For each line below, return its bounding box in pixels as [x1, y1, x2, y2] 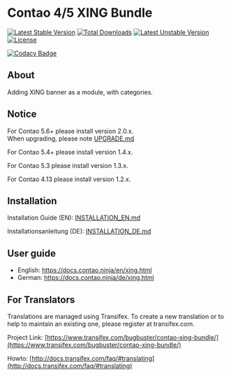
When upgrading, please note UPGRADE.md [7, 134, 135, 143]
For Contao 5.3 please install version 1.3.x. [7, 161, 128, 169]
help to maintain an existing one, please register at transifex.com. [7, 320, 195, 328]
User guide [7, 247, 56, 259]
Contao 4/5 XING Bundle [7, 5, 153, 21]
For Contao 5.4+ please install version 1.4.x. [7, 148, 133, 156]
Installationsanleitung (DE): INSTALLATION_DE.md [7, 227, 151, 236]
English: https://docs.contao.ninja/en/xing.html [17, 266, 152, 274]
